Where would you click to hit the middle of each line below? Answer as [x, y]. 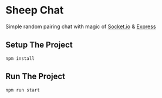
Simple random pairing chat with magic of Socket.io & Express [81, 26]
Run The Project [36, 77]
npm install [20, 58]
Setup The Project [39, 45]
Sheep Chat [35, 10]
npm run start [23, 90]
